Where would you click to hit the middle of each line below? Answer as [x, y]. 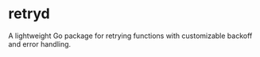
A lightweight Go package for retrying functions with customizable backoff [130, 36]
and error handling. [40, 44]
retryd [29, 14]
